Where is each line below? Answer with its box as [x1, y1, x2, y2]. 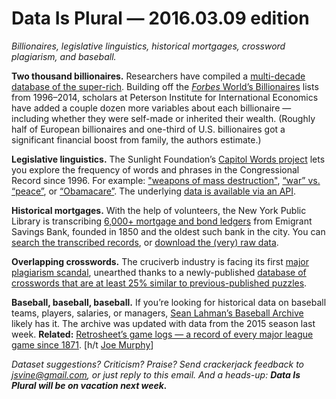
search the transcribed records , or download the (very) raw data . [11, 236, 279, 248]
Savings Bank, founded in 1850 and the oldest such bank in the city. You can [11, 225, 326, 237]
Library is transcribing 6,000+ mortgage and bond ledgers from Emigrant [11, 215, 313, 227]
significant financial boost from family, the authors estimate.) [11, 133, 262, 146]
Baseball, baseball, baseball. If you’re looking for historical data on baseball [11, 296, 327, 308]
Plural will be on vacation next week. [11, 379, 168, 391]
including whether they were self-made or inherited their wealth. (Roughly [11, 112, 316, 124]
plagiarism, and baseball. [11, 50, 117, 62]
